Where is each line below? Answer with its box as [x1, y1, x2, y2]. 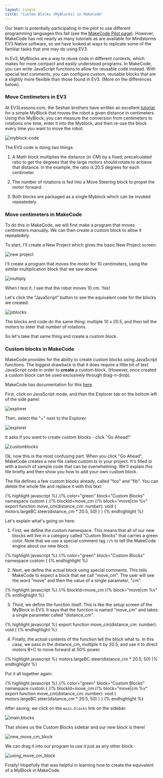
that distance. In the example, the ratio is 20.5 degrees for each [12, 164, 140, 170]
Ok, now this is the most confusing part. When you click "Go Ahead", [5, 453, 143, 459]
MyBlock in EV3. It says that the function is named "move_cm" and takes [12, 607, 158, 613]
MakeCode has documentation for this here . [5, 382, 93, 388]
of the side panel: [5, 397, 40, 402]
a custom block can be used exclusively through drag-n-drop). [5, 372, 131, 378]
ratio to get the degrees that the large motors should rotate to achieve [12, 159, 152, 165]
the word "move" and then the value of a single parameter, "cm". [12, 578, 142, 583]
